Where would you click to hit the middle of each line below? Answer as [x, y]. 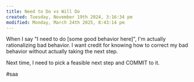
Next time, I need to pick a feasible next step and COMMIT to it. [83, 63]
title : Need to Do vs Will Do [43, 11]
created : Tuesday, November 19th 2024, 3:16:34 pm [69, 17]
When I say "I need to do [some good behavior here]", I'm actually [86, 39]
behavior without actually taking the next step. [62, 52]
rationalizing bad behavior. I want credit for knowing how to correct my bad [97, 45]
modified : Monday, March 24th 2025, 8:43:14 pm [66, 22]
